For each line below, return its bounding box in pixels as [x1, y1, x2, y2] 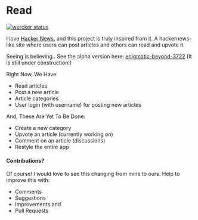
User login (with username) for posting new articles [14, 101, 141, 108]
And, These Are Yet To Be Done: [6, 113, 85, 120]
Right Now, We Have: [6, 70, 58, 78]
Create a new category [14, 124, 72, 131]
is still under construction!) [6, 59, 72, 66]
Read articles [14, 82, 48, 89]
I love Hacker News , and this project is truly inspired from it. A [6, 35, 158, 42]
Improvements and [14, 201, 61, 208]
